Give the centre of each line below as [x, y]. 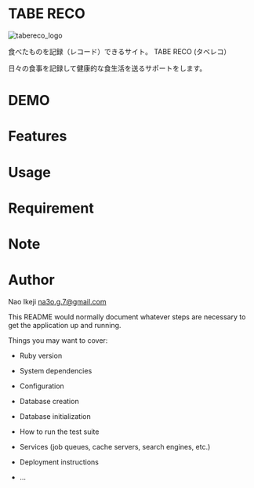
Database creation [49, 401]
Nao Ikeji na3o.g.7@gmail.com [58, 301]
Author [31, 280]
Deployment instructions [59, 462]
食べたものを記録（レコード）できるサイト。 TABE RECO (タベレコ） [120, 51]
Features [38, 136]
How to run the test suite [59, 432]
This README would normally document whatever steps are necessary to [127, 317]
